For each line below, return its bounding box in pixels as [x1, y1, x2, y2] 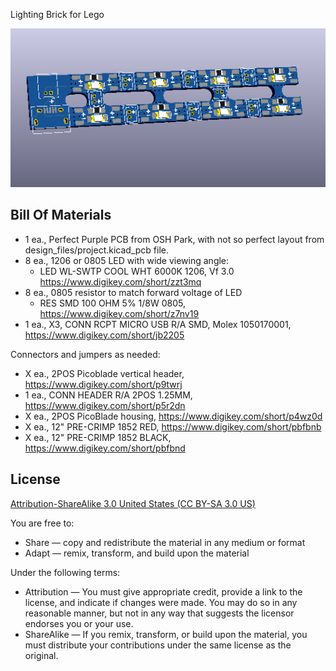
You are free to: [10, 517, 75, 529]
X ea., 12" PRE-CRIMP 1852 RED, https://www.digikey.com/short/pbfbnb [24, 420, 322, 433]
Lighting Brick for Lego [10, 9, 105, 20]
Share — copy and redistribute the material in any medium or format [24, 536, 306, 548]
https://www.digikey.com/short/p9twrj [24, 378, 183, 390]
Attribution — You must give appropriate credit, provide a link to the [24, 585, 303, 598]
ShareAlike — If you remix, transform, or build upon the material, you [24, 628, 308, 640]
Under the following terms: [10, 566, 121, 578]
